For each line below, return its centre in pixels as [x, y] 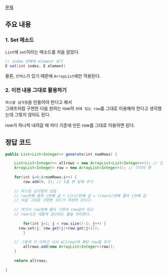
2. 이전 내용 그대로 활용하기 [36, 90]
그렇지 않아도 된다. [32, 114]
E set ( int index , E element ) [35, 66]
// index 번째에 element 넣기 [34, 61]
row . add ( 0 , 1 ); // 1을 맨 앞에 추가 [58, 182]
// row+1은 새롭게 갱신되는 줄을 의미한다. [53, 214]
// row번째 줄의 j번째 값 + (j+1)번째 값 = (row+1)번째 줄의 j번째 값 [80, 196]
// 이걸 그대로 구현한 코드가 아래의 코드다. [53, 200]
